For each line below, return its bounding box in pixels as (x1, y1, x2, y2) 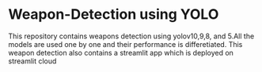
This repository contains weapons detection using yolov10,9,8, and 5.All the (8, 31, 255, 41)
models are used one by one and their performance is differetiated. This (8, 39, 243, 49)
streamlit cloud (8, 56, 57, 66)
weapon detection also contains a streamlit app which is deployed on (8, 48, 234, 57)
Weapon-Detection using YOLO (8, 5, 219, 23)
